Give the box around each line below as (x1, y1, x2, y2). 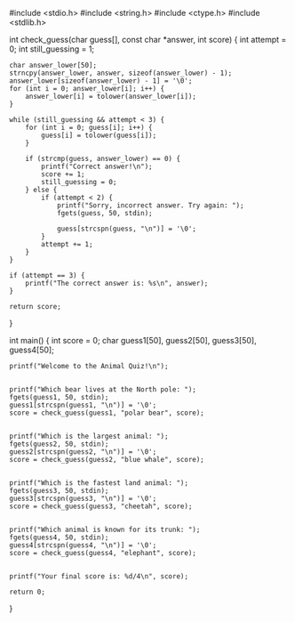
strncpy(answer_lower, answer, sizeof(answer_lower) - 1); (9, 69, 233, 77)
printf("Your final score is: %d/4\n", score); (9, 572, 189, 581)
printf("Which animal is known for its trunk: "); (9, 525, 201, 534)
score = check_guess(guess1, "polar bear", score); (9, 408, 204, 417)
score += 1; (41, 170, 86, 179)
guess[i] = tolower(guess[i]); (41, 131, 157, 140)
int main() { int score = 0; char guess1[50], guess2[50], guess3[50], (9, 335, 257, 345)
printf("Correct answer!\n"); (41, 162, 153, 171)
